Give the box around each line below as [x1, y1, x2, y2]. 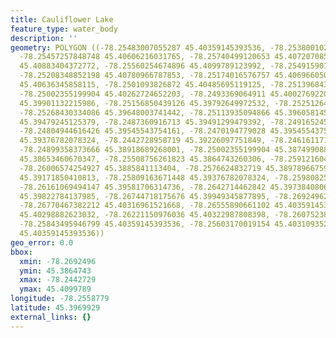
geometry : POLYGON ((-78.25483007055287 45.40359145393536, [10, 42, 267, 53]
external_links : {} [10, 312, 92, 322]
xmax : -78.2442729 [19, 275, 97, 285]
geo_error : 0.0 [10, 237, 74, 248]
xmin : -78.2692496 [19, 256, 97, 266]
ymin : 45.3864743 [19, 266, 92, 276]
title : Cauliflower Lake [10, 14, 114, 25]
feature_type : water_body [10, 24, 118, 34]
